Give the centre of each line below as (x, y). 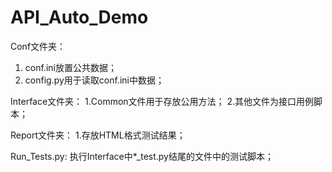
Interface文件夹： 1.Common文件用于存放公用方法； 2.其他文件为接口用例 (162, 101)
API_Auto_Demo (79, 17)
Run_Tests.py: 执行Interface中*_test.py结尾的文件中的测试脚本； (142, 156)
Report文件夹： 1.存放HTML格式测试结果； (98, 135)
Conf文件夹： (38, 46)
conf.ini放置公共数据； (70, 67)
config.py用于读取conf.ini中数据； (94, 80)
